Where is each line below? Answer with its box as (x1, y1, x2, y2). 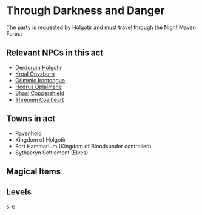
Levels (6, 187, 32, 197)
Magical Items (6, 166, 61, 176)
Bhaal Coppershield (15, 89, 65, 97)
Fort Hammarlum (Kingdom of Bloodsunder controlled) (15, 142, 152, 150)
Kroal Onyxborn (15, 70, 55, 78)
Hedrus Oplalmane (15, 83, 62, 90)
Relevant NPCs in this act (6, 48, 104, 58)
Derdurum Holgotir (15, 64, 62, 71)
